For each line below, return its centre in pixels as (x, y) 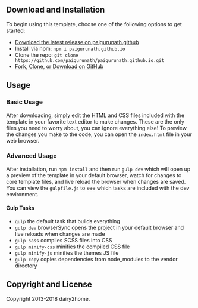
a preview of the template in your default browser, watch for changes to (94, 175)
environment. (22, 194)
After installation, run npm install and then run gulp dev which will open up (98, 169)
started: (16, 30)
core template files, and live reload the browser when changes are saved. (96, 181)
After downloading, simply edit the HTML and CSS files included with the (95, 115)
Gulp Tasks (20, 208)
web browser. (23, 140)
